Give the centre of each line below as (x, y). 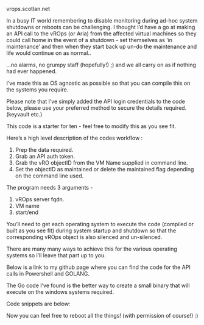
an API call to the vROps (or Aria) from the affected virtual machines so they (101, 34)
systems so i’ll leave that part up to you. (56, 255)
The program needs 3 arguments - (50, 187)
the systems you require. (37, 90)
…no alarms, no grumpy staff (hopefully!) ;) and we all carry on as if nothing (101, 65)
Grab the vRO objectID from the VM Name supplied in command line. (101, 163)
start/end (26, 212)
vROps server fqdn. (40, 199)
